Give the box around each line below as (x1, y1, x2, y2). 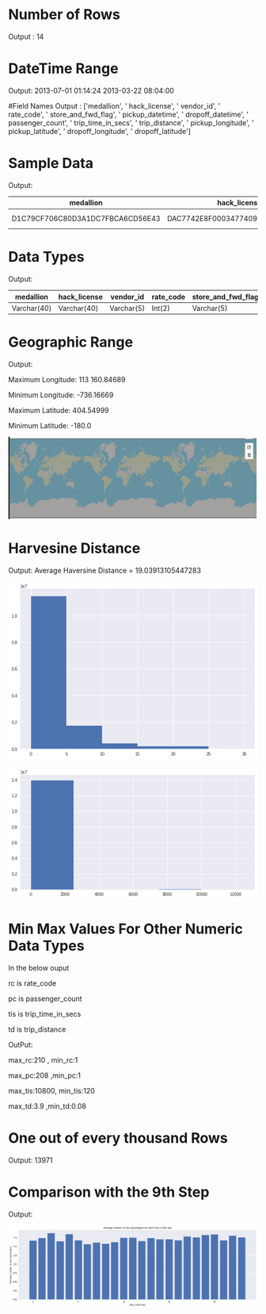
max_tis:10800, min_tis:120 (8, 1086, 95, 1096)
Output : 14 (8, 32, 44, 41)
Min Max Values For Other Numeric (8, 920, 243, 938)
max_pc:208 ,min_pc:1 (8, 1071, 82, 1080)
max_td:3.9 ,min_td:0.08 (8, 1101, 87, 1111)
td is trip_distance (8, 1025, 66, 1034)
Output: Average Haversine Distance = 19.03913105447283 (8, 565, 202, 575)
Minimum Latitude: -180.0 (8, 421, 92, 431)
